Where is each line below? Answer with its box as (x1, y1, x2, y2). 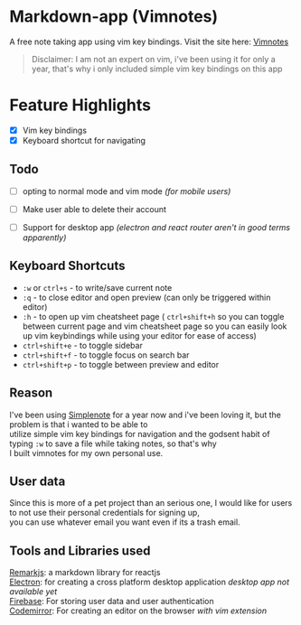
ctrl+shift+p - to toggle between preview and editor (22, 359, 220, 369)
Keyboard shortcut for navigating (22, 135, 146, 145)
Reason (9, 386, 53, 401)
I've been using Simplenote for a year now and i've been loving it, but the (9, 409, 282, 420)
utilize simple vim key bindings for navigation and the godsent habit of (9, 428, 270, 439)
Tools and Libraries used (9, 543, 151, 558)
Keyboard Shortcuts (9, 258, 126, 274)
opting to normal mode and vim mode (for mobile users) (22, 185, 231, 196)
